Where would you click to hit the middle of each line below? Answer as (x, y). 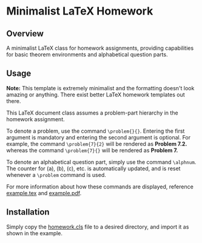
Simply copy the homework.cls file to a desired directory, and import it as (98, 227)
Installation (28, 212)
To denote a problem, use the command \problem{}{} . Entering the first (96, 131)
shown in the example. (34, 233)
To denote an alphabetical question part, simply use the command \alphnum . (101, 162)
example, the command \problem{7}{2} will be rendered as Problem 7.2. (97, 144)
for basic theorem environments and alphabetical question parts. (87, 55)
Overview (25, 34)
